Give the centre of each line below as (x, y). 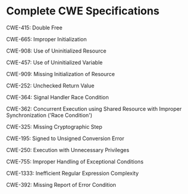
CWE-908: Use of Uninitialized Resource (56, 51)
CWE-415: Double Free (34, 28)
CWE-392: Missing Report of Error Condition (61, 184)
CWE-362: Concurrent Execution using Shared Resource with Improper (94, 108)
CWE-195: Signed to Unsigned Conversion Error (65, 138)
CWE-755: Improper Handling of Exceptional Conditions (75, 161)
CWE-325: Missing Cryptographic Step (54, 126)
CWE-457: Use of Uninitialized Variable (54, 62)
